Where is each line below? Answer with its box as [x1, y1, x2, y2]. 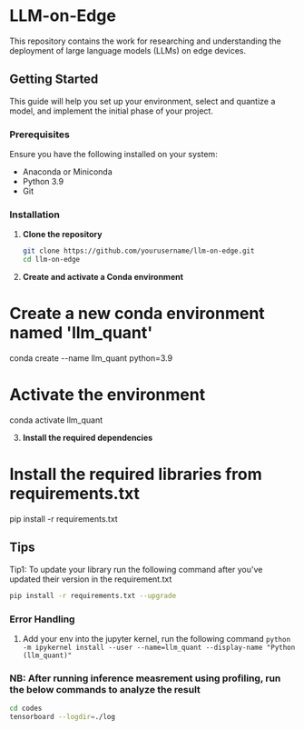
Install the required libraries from [9, 465, 263, 485]
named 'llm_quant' [9, 323, 153, 344]
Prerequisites [9, 128, 70, 141]
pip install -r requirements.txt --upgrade [9, 591, 177, 600]
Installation [9, 208, 61, 221]
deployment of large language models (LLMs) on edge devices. [9, 45, 247, 55]
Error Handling [9, 613, 75, 625]
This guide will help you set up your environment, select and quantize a [9, 95, 276, 106]
